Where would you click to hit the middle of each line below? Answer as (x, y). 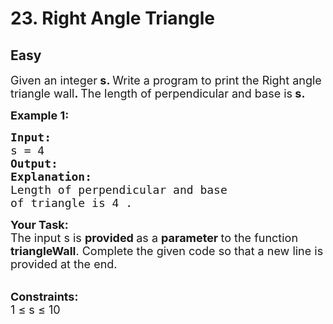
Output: (34, 164)
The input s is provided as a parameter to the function (154, 238)
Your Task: (39, 225)
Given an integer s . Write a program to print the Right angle (166, 80)
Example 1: (40, 115)
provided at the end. (64, 264)
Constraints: (44, 297)
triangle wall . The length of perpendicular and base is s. (158, 94)
